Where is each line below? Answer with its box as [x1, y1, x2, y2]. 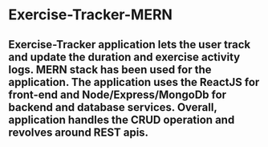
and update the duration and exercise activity [8, 50, 241, 63]
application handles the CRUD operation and [8, 112, 235, 126]
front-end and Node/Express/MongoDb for [8, 88, 227, 101]
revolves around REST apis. [8, 125, 149, 139]
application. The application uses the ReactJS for [8, 75, 260, 89]
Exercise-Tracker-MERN [8, 6, 173, 24]
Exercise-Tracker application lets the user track [8, 38, 251, 51]
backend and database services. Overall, [8, 100, 217, 114]
